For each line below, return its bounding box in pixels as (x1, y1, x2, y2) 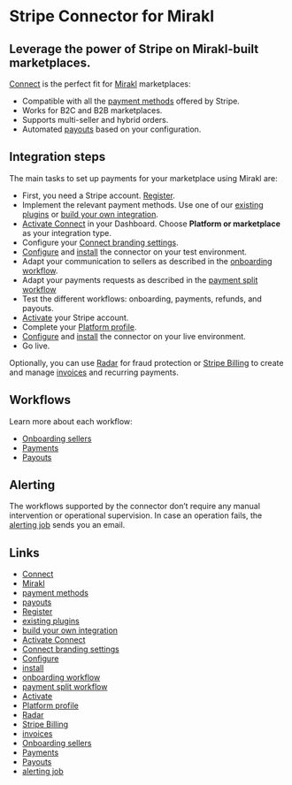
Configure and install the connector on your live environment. (21, 331, 246, 341)
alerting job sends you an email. (9, 520, 126, 530)
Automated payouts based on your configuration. (21, 124, 202, 134)
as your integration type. (21, 227, 112, 238)
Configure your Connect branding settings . (21, 237, 179, 248)
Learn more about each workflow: (9, 415, 133, 426)
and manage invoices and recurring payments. (9, 367, 179, 377)
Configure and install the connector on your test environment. (21, 246, 248, 257)
